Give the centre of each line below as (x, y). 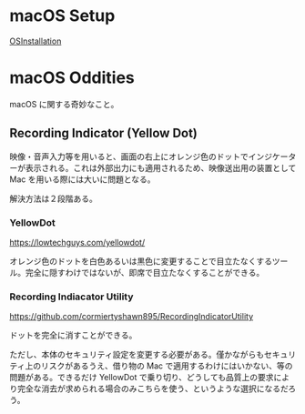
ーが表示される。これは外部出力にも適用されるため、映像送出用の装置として (153, 167)
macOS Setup (62, 16)
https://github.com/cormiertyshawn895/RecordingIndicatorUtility (132, 317)
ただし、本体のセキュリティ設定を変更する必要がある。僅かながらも (137, 355)
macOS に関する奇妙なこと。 (64, 104)
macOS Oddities (72, 78)
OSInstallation (36, 41)
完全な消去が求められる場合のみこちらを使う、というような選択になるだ (152, 389)
